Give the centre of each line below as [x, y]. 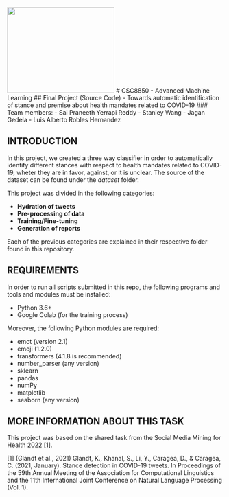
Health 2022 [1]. [30, 445]
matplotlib [31, 392]
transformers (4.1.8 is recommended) [69, 356]
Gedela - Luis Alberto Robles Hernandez [64, 120]
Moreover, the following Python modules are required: [83, 328]
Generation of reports [49, 228]
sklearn [28, 371]
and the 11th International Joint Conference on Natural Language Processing [115, 481]
